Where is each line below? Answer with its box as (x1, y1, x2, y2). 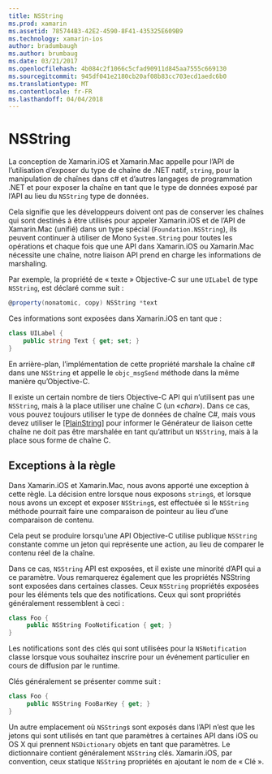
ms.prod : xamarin (8, 19, 67, 28)
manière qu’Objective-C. (8, 376, 91, 386)
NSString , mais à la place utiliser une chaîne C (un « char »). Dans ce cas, (8, 400, 250, 410)
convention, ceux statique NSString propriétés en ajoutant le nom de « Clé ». (8, 756, 265, 766)
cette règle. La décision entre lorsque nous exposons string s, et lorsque (8, 489, 252, 499)
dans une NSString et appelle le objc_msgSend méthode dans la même (8, 367, 240, 378)
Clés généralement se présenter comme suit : (8, 677, 161, 686)
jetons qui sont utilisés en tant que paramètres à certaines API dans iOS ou (8, 730, 258, 740)
